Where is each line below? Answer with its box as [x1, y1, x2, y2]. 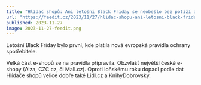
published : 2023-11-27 [6, 20, 63, 26]
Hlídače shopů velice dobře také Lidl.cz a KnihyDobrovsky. [6, 72, 151, 79]
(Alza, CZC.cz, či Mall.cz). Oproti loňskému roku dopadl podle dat [23, 66, 184, 73]
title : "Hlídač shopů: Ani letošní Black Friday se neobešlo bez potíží [6, 8, 191, 15]
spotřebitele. [6, 48, 38, 55]
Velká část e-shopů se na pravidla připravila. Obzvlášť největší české [6, 59, 176, 67]
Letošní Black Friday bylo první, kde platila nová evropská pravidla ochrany [6, 42, 191, 49]
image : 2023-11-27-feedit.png [6, 25, 82, 32]
